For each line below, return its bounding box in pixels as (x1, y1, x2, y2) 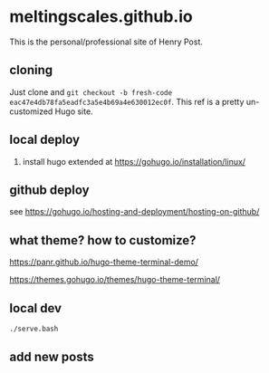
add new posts (9, 349, 94, 365)
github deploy (9, 182, 90, 197)
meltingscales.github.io (9, 6, 193, 27)
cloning (9, 62, 53, 78)
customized (9, 106, 53, 117)
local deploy (9, 132, 80, 148)
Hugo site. (54, 106, 93, 117)
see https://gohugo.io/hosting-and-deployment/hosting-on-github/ (9, 206, 260, 217)
